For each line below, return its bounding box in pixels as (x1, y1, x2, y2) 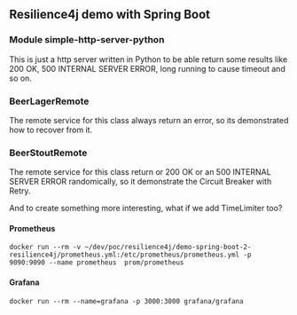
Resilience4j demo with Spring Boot (9, 7, 211, 22)
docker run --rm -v (9, 243, 82, 252)
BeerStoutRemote (9, 146, 88, 159)
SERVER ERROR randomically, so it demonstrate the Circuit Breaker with (9, 177, 272, 187)
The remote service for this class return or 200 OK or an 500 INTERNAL (9, 167, 272, 177)
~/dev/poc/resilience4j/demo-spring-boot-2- (84, 243, 252, 252)
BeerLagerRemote (9, 95, 90, 107)
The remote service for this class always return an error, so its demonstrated (9, 114, 289, 125)
